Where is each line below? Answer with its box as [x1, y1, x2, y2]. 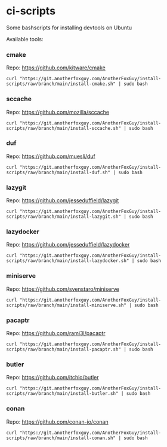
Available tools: [6, 35, 44, 42]
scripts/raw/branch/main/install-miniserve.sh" [6, 302, 127, 308]
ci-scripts [6, 4, 55, 18]
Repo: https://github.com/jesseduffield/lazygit [6, 197, 119, 204]
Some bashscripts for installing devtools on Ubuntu [6, 24, 132, 31]
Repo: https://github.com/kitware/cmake [6, 64, 106, 71]
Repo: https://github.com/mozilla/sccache [6, 108, 109, 115]
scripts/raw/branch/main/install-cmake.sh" [6, 81, 116, 87]
